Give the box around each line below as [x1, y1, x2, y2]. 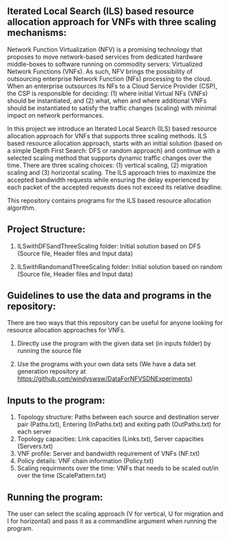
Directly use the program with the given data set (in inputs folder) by [17, 339, 211, 348]
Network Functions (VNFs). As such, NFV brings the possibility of [7, 67, 193, 75]
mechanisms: [7, 27, 67, 39]
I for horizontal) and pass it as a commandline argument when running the [7, 517, 217, 525]
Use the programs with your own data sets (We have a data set [17, 360, 196, 368]
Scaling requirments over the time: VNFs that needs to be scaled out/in [17, 464, 219, 472]
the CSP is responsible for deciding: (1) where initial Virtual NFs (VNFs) [7, 89, 208, 97]
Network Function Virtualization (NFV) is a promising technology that [7, 45, 202, 54]
